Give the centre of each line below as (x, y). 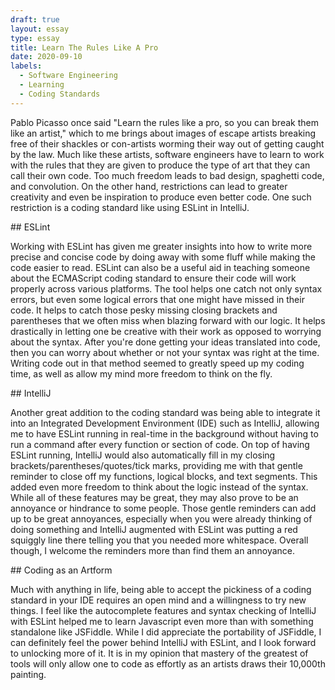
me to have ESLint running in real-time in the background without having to (164, 433)
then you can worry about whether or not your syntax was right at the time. (165, 352)
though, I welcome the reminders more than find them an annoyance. (153, 550)
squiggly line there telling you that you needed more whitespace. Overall (159, 540)
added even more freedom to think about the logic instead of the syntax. (159, 487)
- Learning (42, 85)
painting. (28, 674)
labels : (26, 66)
